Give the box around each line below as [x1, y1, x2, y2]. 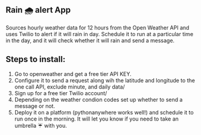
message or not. [14, 102, 56, 110]
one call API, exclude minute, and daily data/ [14, 83, 125, 90]
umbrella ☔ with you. [14, 122, 67, 129]
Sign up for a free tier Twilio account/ [14, 89, 107, 96]
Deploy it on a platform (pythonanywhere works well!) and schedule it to [14, 108, 194, 116]
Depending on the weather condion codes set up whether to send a [14, 96, 183, 103]
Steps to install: [5, 54, 66, 64]
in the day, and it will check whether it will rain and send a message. [5, 37, 175, 44]
